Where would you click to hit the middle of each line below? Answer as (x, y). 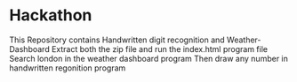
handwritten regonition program (68, 68)
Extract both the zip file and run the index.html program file (160, 48)
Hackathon (51, 15)
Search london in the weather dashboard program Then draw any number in (149, 58)
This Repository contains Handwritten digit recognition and (117, 40)
